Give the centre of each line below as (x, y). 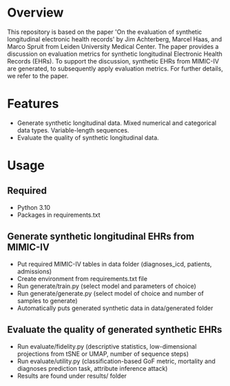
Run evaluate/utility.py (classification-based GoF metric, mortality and (116, 361)
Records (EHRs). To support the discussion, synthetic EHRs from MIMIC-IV (113, 61)
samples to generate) (47, 300)
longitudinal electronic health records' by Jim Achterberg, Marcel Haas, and (115, 39)
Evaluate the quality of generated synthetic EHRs (115, 330)
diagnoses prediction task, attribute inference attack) (92, 368)
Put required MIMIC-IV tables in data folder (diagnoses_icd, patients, (114, 264)
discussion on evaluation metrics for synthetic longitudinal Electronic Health (115, 54)
